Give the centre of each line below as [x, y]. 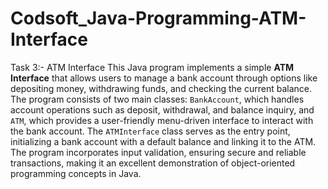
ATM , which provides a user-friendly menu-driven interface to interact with [162, 120]
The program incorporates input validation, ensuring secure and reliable [158, 152]
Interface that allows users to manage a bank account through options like [164, 78]
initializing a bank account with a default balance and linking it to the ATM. [163, 141]
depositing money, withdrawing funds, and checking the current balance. [161, 88]
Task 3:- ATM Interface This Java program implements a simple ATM [152, 67]
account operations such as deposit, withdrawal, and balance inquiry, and [162, 109]
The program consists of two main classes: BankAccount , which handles [157, 99]
